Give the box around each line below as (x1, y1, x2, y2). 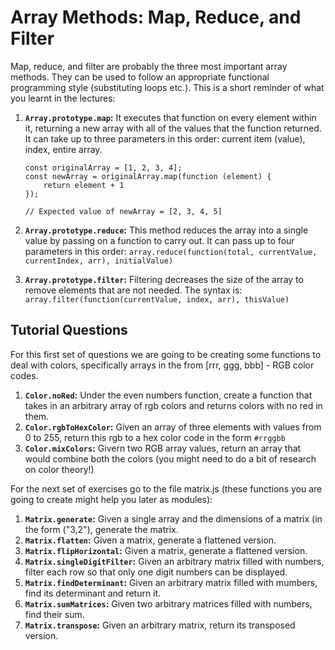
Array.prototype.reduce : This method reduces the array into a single (24, 224, 309, 236)
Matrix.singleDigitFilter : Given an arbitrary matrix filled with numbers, (24, 555, 325, 567)
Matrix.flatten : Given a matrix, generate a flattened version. (24, 534, 277, 546)
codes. (10, 369, 39, 381)
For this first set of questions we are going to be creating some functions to (10, 348, 322, 360)
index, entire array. (24, 143, 103, 155)
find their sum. (24, 608, 85, 620)
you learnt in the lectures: (10, 92, 116, 104)
